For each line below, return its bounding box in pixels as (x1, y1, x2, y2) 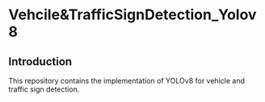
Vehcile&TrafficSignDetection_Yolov (8, 6, 257, 24)
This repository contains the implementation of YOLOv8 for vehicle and (8, 76, 245, 85)
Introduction (8, 55, 73, 68)
